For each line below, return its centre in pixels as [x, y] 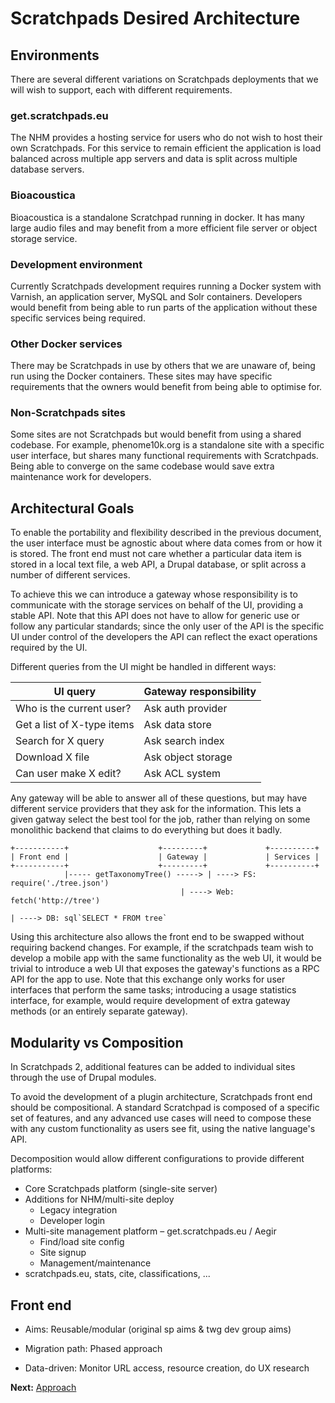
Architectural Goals [72, 508]
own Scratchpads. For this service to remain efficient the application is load [166, 148]
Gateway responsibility [200, 692]
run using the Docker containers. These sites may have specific [141, 376]
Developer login [72, 1221]
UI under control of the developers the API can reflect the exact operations [164, 637]
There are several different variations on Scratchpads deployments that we [164, 79]
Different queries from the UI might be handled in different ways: [143, 667]
